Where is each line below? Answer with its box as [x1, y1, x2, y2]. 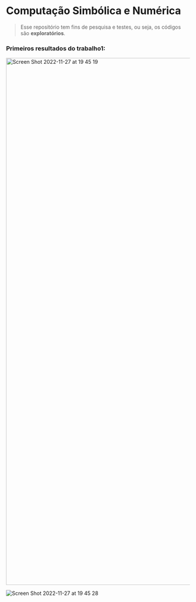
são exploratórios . [20, 29, 66, 36]
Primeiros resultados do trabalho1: [6, 44, 106, 52]
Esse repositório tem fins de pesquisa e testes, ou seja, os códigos [20, 23, 181, 30]
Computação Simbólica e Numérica [6, 4, 181, 18]
